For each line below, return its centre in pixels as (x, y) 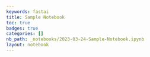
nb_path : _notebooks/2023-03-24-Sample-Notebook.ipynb (75, 39)
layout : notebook (28, 45)
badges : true (22, 28)
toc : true (18, 23)
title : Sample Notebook (36, 17)
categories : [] (25, 34)
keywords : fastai (28, 12)
